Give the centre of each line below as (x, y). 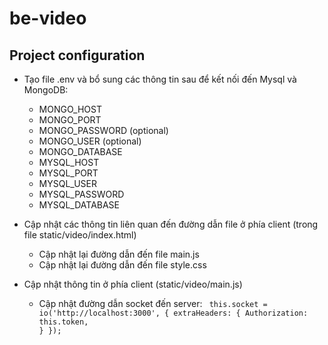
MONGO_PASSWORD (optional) (103, 130)
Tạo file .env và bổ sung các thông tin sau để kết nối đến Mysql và (160, 79)
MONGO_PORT (70, 120)
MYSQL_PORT (68, 173)
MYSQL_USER (68, 183)
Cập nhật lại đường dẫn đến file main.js (119, 254)
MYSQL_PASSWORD (81, 194)
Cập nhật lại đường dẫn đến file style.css (122, 265)
